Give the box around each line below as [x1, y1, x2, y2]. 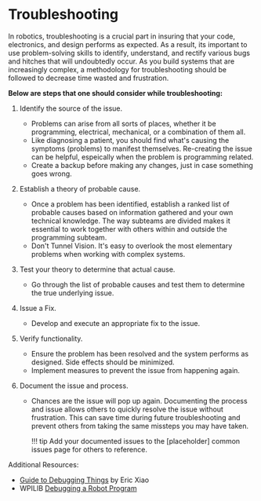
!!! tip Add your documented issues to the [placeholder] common [31, 436, 241, 445]
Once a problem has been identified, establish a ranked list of [31, 199, 230, 209]
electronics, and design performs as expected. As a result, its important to [8, 39, 248, 49]
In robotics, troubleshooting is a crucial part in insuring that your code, [8, 31, 235, 41]
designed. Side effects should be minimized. [31, 357, 175, 367]
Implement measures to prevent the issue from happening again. [31, 365, 241, 375]
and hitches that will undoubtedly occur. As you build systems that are [8, 57, 235, 66]
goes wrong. [31, 169, 72, 178]
